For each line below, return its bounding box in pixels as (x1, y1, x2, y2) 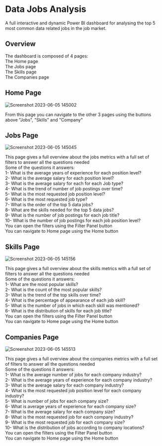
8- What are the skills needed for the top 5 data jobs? (5, 207, 114, 213)
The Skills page (5, 69, 37, 75)
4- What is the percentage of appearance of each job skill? (5, 297, 125, 303)
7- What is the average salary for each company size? (5, 409, 115, 415)
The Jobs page (5, 63, 36, 69)
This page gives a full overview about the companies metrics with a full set (5, 356, 158, 362)
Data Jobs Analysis (5, 3, 87, 15)
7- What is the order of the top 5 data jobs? (5, 202, 93, 208)
